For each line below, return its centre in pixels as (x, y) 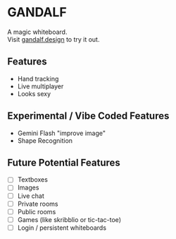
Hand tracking (38, 78)
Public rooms (37, 211)
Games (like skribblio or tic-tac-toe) (69, 219)
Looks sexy (34, 93)
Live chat (31, 196)
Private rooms (38, 204)
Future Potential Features (64, 162)
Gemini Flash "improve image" (61, 133)
